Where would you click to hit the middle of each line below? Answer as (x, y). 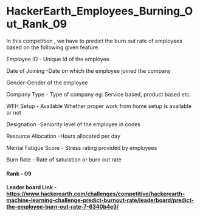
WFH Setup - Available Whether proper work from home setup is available (99, 106)
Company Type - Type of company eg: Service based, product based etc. (99, 94)
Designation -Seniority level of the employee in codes (74, 124)
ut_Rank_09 (37, 24)
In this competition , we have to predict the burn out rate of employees (95, 41)
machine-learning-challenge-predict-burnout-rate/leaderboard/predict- (100, 200)
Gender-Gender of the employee (47, 83)
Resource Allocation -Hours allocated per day (63, 136)
